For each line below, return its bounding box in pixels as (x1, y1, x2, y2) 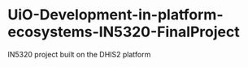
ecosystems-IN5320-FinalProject (7, 23, 241, 41)
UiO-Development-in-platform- (7, 6, 224, 24)
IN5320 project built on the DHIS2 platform (7, 49, 151, 59)
